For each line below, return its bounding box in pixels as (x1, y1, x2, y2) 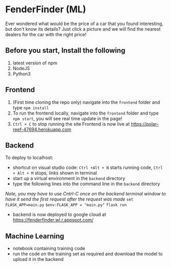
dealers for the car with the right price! (5, 31, 87, 37)
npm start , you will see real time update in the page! (12, 115, 123, 121)
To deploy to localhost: (5, 154, 54, 161)
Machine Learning (5, 232, 65, 240)
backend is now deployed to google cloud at (12, 211, 106, 218)
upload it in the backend (12, 256, 64, 262)
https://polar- (131, 121, 159, 127)
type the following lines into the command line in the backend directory (12, 181, 160, 187)
